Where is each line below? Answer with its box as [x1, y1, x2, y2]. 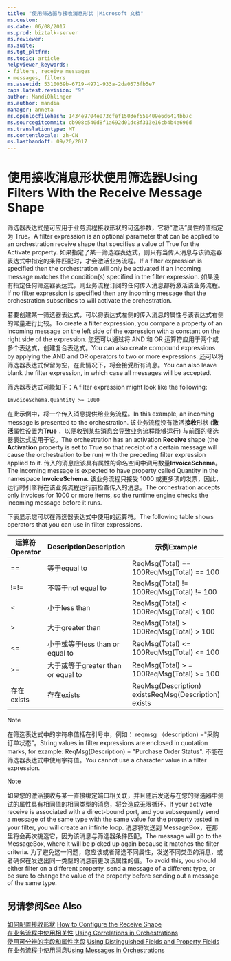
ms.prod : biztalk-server [7, 29, 78, 37]
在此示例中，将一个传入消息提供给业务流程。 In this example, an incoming [7, 409, 214, 418]
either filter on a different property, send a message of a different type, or [7, 864, 215, 873]
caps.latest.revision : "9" [7, 87, 85, 94]
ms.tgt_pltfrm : [7, 49, 51, 56]
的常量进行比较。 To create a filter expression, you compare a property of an [7, 319, 223, 327]
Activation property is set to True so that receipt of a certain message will [7, 443, 218, 452]
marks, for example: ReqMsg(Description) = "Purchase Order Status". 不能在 [7, 747, 224, 756]
